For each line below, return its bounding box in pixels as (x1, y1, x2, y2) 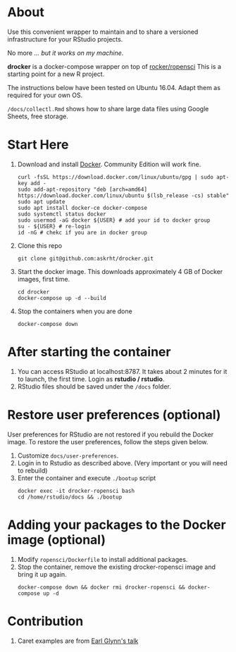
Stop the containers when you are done (17, 307, 132, 315)
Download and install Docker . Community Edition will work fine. (17, 160, 201, 168)
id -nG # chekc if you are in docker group (17, 229, 148, 236)
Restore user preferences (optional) (7, 407, 221, 422)
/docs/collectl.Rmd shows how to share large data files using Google (7, 104, 209, 113)
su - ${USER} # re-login (17, 222, 91, 230)
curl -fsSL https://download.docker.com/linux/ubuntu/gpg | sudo (17, 173, 213, 180)
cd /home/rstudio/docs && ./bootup (17, 494, 123, 501)
